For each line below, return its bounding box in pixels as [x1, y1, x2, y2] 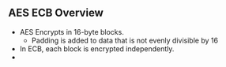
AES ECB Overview [8, 6, 104, 20]
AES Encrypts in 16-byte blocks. [19, 27, 124, 36]
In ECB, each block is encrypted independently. [19, 43, 175, 54]
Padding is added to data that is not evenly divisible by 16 [31, 35, 219, 45]
